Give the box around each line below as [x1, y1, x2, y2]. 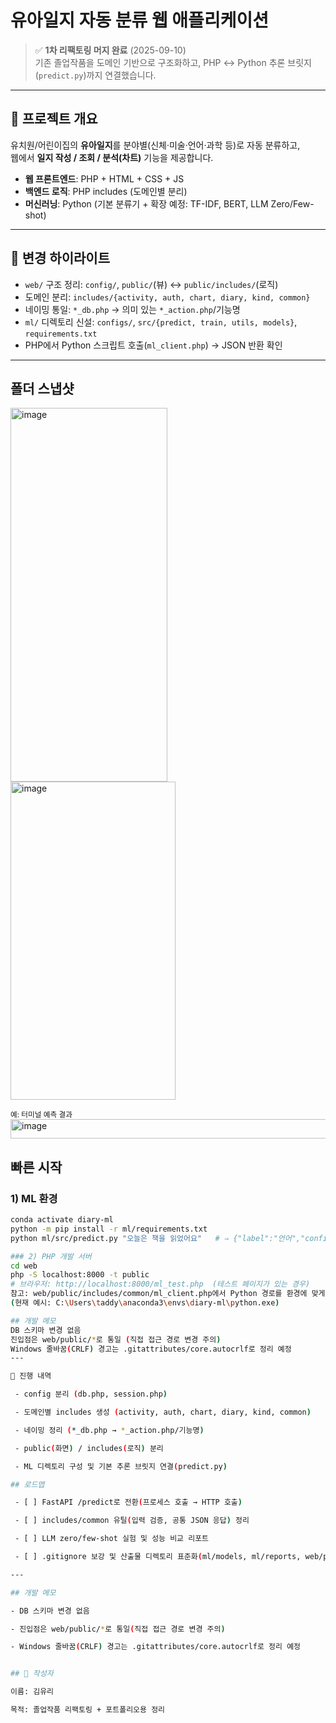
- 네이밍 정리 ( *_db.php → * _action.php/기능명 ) [14, 1425, 205, 1435]
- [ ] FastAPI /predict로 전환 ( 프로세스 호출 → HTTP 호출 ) [14, 1497, 243, 1508]
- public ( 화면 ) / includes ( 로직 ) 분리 [14, 1443, 164, 1453]
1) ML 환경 [10, 1191, 58, 1205]
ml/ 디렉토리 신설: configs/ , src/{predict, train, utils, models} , [24, 316, 298, 328]
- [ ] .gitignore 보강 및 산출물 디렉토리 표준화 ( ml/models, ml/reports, [14, 1552, 302, 1562]
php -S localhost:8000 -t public [10, 1270, 150, 1280]
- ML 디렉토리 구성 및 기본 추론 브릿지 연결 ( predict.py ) [14, 1461, 228, 1471]
